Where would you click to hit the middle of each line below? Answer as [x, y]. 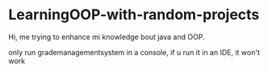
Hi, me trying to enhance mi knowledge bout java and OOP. [107, 37]
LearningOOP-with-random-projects [134, 15]
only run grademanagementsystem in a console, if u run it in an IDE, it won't [134, 52]
